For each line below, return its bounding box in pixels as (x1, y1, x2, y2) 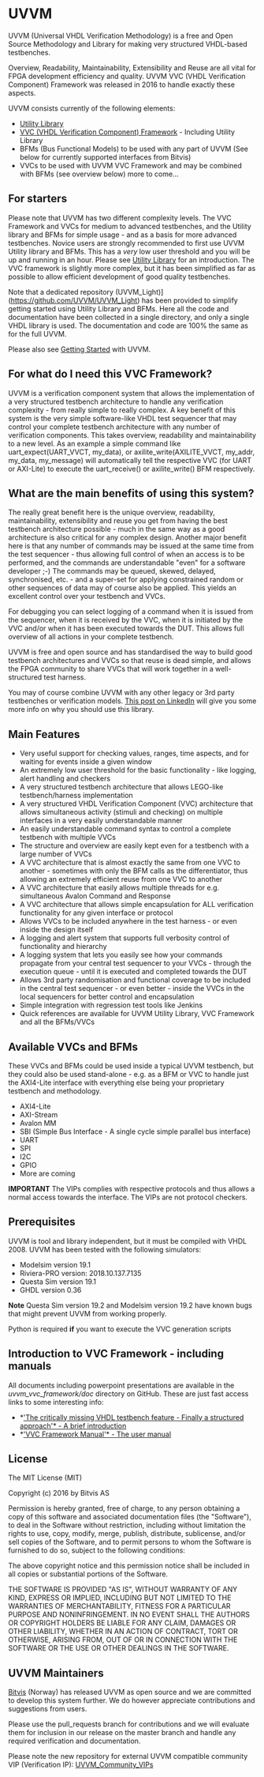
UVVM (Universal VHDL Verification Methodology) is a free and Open (8, 31, 234, 40)
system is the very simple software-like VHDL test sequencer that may (8, 413, 237, 423)
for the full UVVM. (8, 329, 67, 338)
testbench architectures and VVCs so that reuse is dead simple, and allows (8, 656, 251, 665)
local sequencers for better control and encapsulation (19, 992, 195, 1002)
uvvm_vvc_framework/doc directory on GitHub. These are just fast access (8, 1388, 249, 1399)
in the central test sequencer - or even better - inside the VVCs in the (19, 984, 245, 993)
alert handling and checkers (19, 774, 111, 783)
